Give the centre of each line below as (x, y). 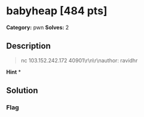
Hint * (14, 72)
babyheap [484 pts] (57, 11)
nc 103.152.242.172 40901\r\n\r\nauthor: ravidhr (79, 60)
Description (28, 46)
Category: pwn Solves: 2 (38, 27)
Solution (22, 91)
